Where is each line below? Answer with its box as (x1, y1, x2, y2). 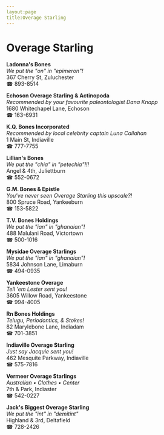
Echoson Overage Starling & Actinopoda (6, 92, 110, 99)
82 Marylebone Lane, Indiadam (6, 323, 84, 330)
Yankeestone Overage (6, 279, 64, 287)
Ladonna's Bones (6, 61, 51, 68)
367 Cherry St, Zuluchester (6, 74, 74, 81)
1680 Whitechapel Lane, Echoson (6, 105, 90, 113)
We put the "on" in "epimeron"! (6, 68, 84, 75)
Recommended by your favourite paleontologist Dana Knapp (6, 99, 159, 106)
